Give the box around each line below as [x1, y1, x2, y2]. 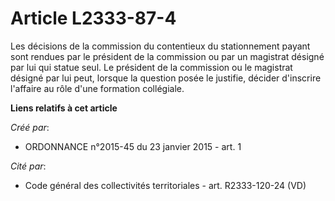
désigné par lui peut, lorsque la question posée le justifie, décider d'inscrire [10, 72, 322, 84]
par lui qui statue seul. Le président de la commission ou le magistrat [10, 61, 293, 73]
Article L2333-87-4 [10, 7, 177, 30]
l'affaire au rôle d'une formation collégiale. [10, 82, 185, 94]
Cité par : [10, 160, 47, 172]
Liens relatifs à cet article [10, 102, 118, 114]
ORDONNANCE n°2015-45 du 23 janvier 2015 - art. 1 [24, 140, 242, 152]
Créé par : [10, 121, 50, 133]
